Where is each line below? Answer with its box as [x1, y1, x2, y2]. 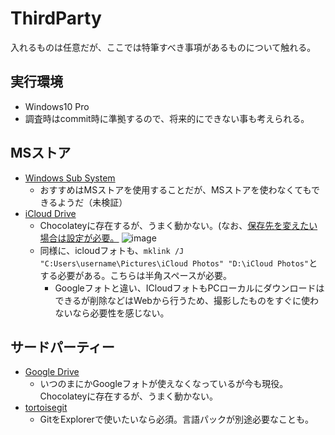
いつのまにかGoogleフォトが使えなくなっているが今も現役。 [39, 378, 289, 390]
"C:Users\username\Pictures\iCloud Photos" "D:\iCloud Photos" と [39, 257, 318, 269]
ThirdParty [10, 7, 102, 30]
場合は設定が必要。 [39, 232, 120, 244]
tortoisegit [24, 402, 68, 414]
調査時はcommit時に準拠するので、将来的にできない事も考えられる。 [24, 112, 310, 124]
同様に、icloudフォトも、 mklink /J [39, 244, 185, 256]
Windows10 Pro [24, 100, 90, 112]
